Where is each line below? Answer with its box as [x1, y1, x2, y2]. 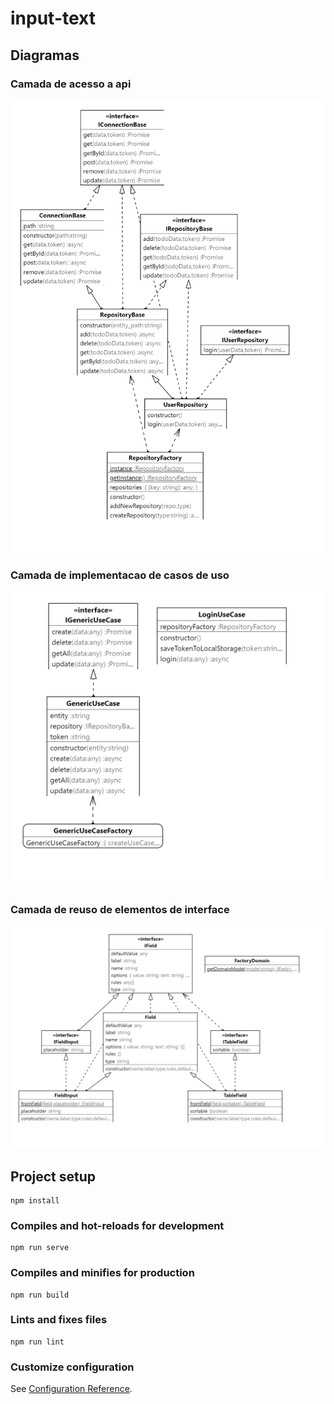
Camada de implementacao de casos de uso [10, 568, 230, 582]
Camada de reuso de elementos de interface [10, 903, 230, 917]
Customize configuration [10, 1360, 135, 1374]
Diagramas [10, 47, 80, 64]
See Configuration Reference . [10, 1383, 133, 1395]
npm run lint [10, 1337, 65, 1347]
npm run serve [10, 1243, 70, 1253]
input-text [10, 7, 96, 30]
